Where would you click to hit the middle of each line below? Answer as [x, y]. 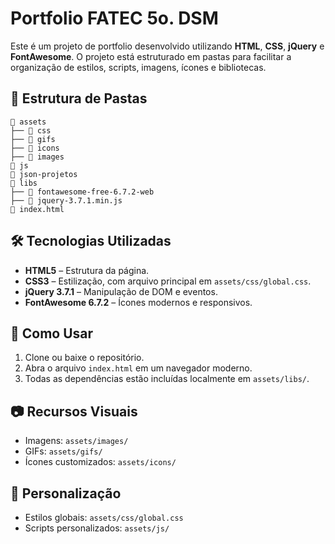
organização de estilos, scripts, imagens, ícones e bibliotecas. [138, 67]
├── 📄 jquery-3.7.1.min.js [66, 200]
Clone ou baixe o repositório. [84, 358]
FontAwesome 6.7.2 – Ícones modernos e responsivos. [138, 302]
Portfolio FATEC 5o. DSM [114, 18]
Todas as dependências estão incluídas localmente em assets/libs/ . [167, 379]
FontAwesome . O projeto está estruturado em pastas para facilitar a [151, 56]
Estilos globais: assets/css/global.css [104, 517]
